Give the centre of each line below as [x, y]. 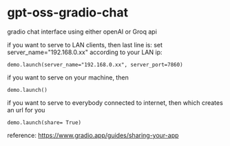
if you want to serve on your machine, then [68, 77]
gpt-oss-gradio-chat [68, 13]
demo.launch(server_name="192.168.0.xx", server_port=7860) [95, 64]
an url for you [26, 110]
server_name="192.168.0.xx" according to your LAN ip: [85, 52]
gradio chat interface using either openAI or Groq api [82, 32]
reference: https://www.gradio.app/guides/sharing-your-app [93, 135]
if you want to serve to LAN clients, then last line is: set [85, 45]
